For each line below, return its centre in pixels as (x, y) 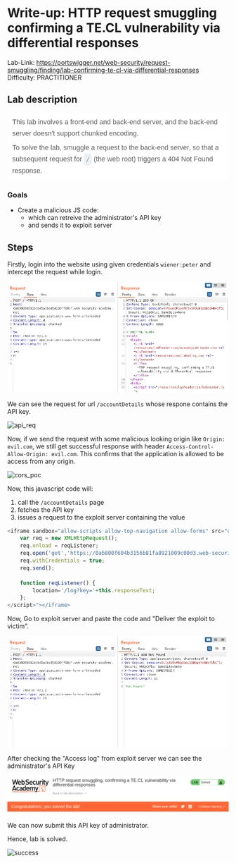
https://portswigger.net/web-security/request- (103, 62)
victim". (18, 626)
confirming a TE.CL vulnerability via (114, 28)
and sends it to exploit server (70, 225)
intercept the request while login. (55, 272)
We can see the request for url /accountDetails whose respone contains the (118, 404)
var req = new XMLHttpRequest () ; (69, 538)
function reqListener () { (58, 583)
